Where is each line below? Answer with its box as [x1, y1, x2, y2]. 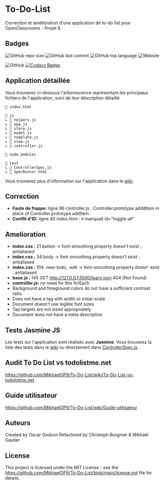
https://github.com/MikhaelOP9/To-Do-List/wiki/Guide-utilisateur [5, 404, 137, 410]
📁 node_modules [5, 152, 36, 157]
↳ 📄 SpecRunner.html [5, 169, 48, 174]
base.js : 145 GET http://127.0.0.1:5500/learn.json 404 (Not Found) [12, 275, 147, 281]
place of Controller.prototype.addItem [12, 211, 89, 217]
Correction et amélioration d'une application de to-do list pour [5, 20, 131, 26]
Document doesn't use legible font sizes [12, 301, 95, 307]
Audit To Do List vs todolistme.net [5, 358, 112, 367]
